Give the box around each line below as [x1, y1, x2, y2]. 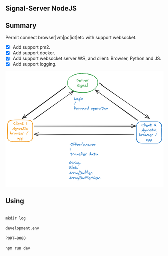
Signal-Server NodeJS [5, 4, 77, 13]
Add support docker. [12, 50, 55, 56]
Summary [5, 21, 37, 30]
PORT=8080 [5, 236, 26, 241]
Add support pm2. [12, 44, 51, 50]
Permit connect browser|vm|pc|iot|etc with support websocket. [5, 35, 137, 41]
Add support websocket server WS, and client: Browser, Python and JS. [12, 55, 162, 62]
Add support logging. [12, 61, 57, 67]
